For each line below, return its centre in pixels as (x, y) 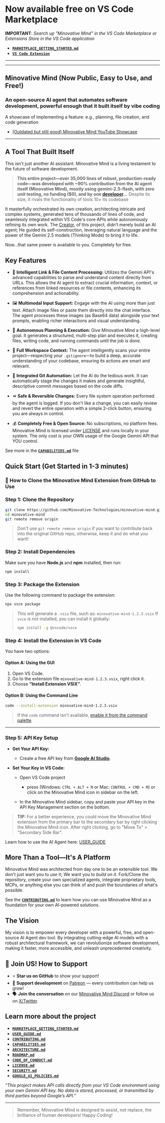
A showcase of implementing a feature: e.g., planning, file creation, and (77, 117)
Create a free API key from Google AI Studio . (65, 758)
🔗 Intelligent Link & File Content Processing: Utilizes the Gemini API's (83, 272)
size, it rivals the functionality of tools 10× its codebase (73, 200)
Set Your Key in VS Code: (38, 768)
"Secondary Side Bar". (40, 832)
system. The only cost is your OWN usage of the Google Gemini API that (85, 436)
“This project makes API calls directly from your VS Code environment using (82, 1085)
